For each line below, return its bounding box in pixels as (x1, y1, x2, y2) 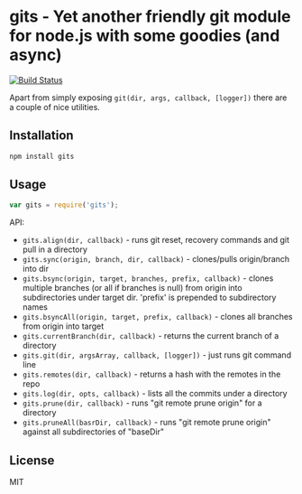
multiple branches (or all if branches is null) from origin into (22, 283, 243, 294)
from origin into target (22, 321, 105, 331)
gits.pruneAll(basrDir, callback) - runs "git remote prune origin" (22, 417, 272, 428)
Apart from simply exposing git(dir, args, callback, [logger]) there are (9, 92, 288, 103)
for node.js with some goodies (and (9, 25, 280, 46)
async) (9, 45, 62, 65)
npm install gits (9, 152, 75, 161)
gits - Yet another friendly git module (9, 6, 291, 27)
